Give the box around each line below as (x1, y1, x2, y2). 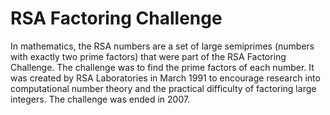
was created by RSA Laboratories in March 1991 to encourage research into (10, 72, 321, 84)
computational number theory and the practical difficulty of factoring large (10, 82, 317, 94)
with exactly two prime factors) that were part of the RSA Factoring (10, 50, 287, 62)
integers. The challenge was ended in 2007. (10, 93, 191, 105)
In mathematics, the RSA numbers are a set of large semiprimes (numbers (10, 40, 315, 52)
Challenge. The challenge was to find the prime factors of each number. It (10, 61, 315, 73)
